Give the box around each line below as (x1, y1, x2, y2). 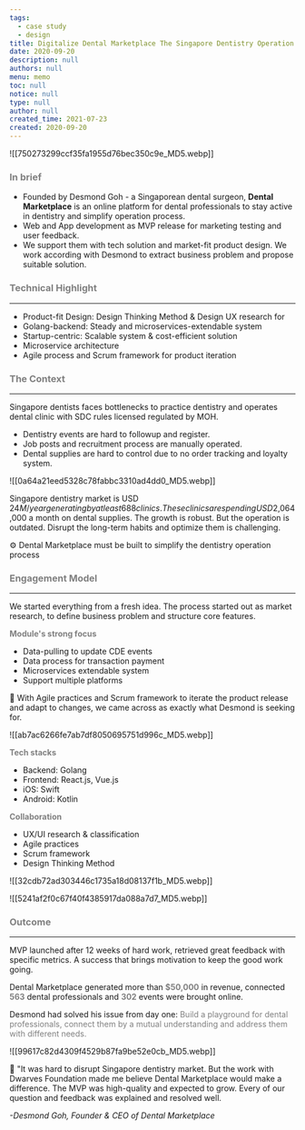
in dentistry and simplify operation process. (22, 211, 186, 222)
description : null (9, 55, 79, 65)
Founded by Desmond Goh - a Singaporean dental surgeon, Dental (22, 192, 274, 203)
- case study (17, 22, 67, 31)
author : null (9, 106, 59, 115)
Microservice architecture (22, 340, 120, 351)
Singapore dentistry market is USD (9, 493, 139, 504)
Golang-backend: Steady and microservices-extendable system (22, 320, 262, 332)
